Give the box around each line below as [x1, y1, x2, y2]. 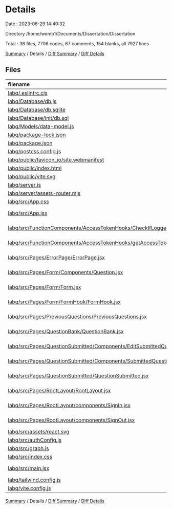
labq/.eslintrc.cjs [8, 89, 48, 96]
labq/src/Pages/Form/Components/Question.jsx [8, 268, 123, 276]
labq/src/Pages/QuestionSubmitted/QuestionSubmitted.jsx [8, 372, 149, 379]
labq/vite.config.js [8, 484, 51, 492]
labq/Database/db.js [8, 98, 57, 105]
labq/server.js [8, 181, 41, 188]
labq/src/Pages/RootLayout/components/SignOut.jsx [8, 416, 135, 424]
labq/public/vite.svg [8, 173, 56, 180]
